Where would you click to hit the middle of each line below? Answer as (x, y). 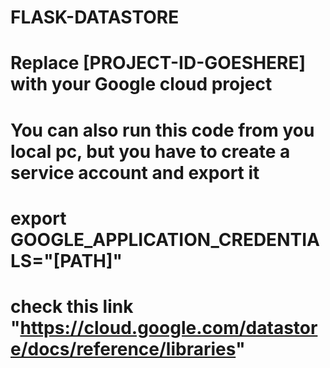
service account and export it (135, 172)
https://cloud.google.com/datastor (168, 327)
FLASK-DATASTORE (95, 17)
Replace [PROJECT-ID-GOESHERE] (158, 63)
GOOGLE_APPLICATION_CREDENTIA (165, 239)
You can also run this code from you (162, 130)
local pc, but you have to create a (150, 151)
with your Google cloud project (141, 84)
